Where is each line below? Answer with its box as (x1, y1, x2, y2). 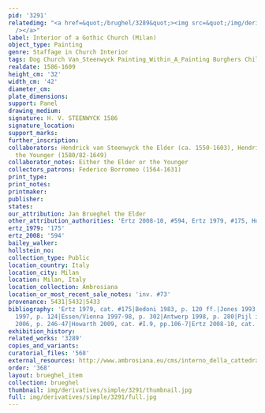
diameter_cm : (8, 84, 51, 93)
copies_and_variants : (8, 342, 80, 350)
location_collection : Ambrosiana (8, 283, 118, 291)
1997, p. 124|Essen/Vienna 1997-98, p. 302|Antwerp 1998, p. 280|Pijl (15, 313, 252, 321)
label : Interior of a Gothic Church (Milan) (8, 33, 157, 42)
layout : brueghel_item (8, 371, 83, 379)
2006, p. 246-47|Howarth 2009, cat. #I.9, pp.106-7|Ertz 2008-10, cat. (15, 320, 256, 328)
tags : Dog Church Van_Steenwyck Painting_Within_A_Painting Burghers (8, 56, 242, 64)
